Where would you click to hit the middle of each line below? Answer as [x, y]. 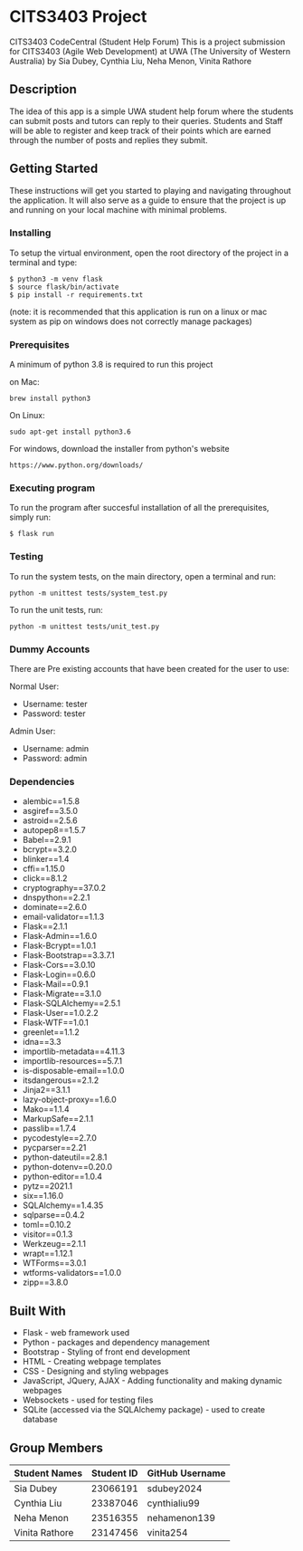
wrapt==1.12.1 [47, 1254]
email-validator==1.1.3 [63, 917]
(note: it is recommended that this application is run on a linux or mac [138, 311]
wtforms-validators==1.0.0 [72, 1273]
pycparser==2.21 [54, 1148]
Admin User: [33, 732]
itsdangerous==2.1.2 [61, 1080]
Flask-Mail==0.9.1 [55, 984]
